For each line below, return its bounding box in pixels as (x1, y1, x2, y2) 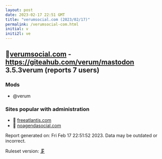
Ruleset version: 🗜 (5, 148, 45, 154)
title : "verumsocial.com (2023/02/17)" (5, 17, 90, 22)
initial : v (5, 26, 29, 32)
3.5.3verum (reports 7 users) (5, 66, 100, 74)
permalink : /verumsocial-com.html (5, 21, 79, 27)
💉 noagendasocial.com (12, 122, 61, 128)
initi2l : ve (5, 31, 31, 36)
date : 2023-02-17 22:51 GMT (5, 12, 65, 17)
